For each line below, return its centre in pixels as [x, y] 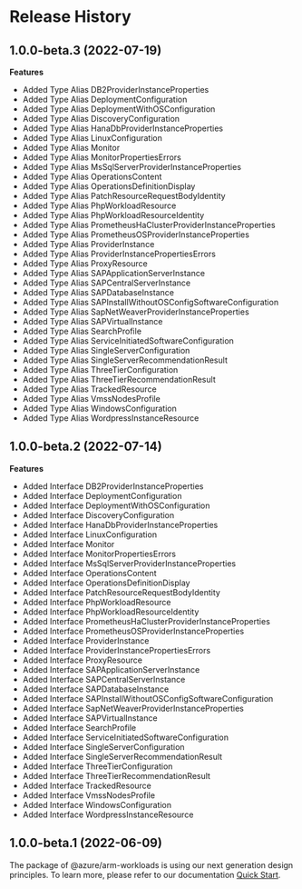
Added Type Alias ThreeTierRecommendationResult [119, 380]
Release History [70, 17]
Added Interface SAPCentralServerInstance [104, 679]
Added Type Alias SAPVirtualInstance [93, 321]
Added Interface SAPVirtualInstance [90, 718]
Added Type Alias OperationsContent [92, 176]
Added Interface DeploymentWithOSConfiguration [116, 505]
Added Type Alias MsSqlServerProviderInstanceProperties [132, 167]
